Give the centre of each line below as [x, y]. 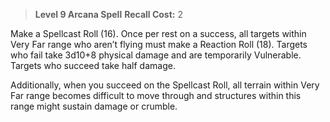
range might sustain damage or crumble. [94, 106]
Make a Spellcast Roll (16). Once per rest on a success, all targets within [158, 33]
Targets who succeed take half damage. [93, 65]
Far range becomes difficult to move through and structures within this [156, 95]
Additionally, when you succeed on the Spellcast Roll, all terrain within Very [165, 85]
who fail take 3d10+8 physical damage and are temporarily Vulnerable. [156, 55]
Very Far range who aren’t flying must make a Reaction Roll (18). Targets [159, 44]
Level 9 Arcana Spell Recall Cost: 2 [108, 14]
